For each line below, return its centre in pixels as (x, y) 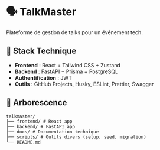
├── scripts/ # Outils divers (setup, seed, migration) (76, 137)
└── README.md (24, 142)
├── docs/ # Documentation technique (53, 132)
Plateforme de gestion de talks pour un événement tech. (74, 32)
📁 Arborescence (37, 102)
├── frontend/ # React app (39, 121)
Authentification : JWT (43, 77)
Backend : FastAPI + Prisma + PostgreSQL (66, 71)
